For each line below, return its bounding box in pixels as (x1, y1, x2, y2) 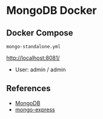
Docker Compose (6, 28, 74, 38)
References (6, 83, 51, 94)
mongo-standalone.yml (6, 43, 61, 50)
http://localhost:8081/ (6, 54, 60, 61)
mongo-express (15, 106, 56, 113)
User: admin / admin (15, 66, 66, 73)
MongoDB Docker (6, 4, 97, 18)
